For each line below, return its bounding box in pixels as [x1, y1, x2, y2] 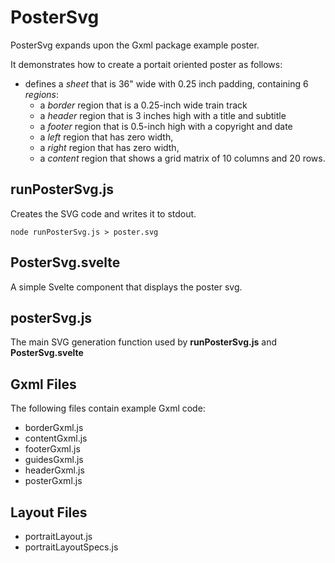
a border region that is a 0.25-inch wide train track [39, 99, 248, 111]
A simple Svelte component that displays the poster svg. [10, 281, 243, 293]
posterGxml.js [24, 475, 83, 487]
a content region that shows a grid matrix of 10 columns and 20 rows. [39, 152, 326, 164]
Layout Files [10, 504, 88, 521]
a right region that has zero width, [39, 141, 180, 153]
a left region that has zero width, [39, 131, 174, 143]
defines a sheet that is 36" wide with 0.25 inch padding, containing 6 [24, 77, 309, 90]
